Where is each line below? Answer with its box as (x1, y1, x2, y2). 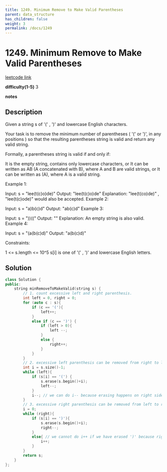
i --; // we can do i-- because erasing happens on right (31, 393, 153, 398)
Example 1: (5, 181, 27, 187)
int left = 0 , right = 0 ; (23, 296, 77, 301)
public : (5, 282, 21, 287)
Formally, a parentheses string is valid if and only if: (5, 151, 111, 157)
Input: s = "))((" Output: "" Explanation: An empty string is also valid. (5, 215, 145, 221)
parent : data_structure (5, 12, 55, 17)
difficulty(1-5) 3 (5, 84, 39, 90)
